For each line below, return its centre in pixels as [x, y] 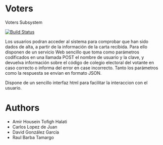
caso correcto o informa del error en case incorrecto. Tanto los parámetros [82, 68]
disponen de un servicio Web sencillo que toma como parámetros [72, 52]
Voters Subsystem [24, 22]
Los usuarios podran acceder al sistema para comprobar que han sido [77, 41]
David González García [36, 132]
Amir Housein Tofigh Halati [40, 121]
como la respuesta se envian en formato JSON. [53, 73]
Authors [22, 108]
